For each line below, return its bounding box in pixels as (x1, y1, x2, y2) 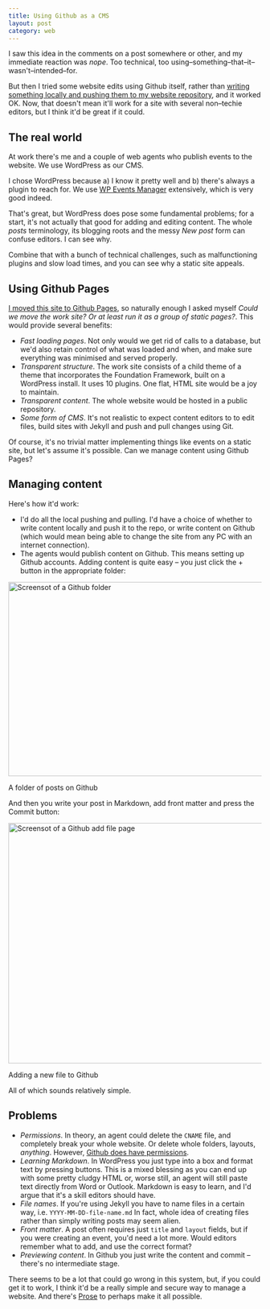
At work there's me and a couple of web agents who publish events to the (8, 152, 253, 162)
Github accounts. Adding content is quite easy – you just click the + (19, 557, 243, 567)
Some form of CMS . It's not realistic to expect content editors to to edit (19, 413, 255, 423)
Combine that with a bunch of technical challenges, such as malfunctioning (8, 250, 258, 260)
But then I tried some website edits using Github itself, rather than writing (8, 81, 251, 91)
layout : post (8, 19, 52, 27)
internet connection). (19, 540, 90, 550)
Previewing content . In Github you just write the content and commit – (19, 1249, 251, 1260)
